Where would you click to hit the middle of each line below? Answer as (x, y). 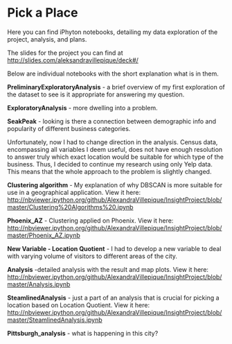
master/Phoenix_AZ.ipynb (44, 235)
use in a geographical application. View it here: (74, 192)
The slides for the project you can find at (65, 53)
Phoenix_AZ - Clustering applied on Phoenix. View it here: (90, 221)
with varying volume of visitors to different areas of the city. (92, 256)
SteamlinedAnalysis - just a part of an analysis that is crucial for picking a (113, 298)
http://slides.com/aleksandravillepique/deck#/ (73, 60)
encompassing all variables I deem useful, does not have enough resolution (115, 149)
